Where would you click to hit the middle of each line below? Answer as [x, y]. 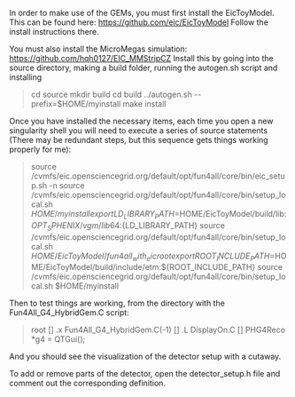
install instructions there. [54, 32]
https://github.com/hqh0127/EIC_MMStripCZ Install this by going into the [141, 58]
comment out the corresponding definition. [88, 383]
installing [26, 77]
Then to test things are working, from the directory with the [117, 303]
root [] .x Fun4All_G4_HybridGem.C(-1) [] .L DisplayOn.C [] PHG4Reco [158, 330]
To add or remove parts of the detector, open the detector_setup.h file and [145, 374]
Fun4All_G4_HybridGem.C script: [70, 313]
